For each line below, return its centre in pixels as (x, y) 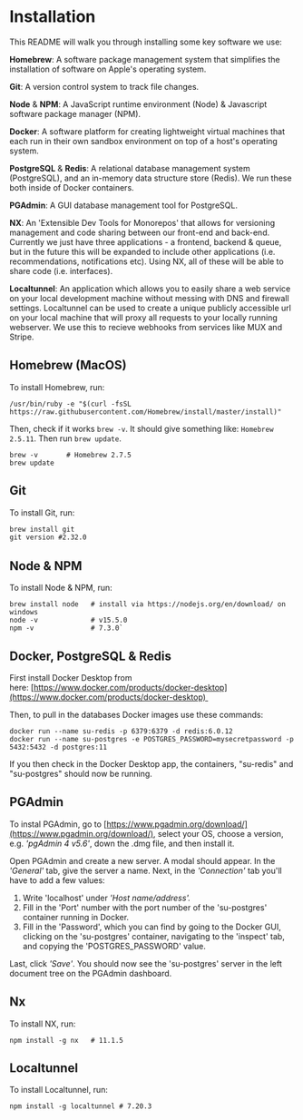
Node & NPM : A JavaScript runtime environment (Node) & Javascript (138, 104)
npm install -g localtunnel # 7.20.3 (81, 1106)
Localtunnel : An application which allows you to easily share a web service (150, 289)
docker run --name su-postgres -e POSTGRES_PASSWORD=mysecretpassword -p (152, 739)
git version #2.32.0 (49, 537)
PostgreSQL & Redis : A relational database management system (130, 168)
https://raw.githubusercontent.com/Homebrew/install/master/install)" (146, 412)
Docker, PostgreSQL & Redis (91, 656)
